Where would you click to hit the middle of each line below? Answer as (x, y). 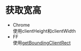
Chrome (21, 25)
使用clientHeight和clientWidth (44, 31)
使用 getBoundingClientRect (42, 43)
